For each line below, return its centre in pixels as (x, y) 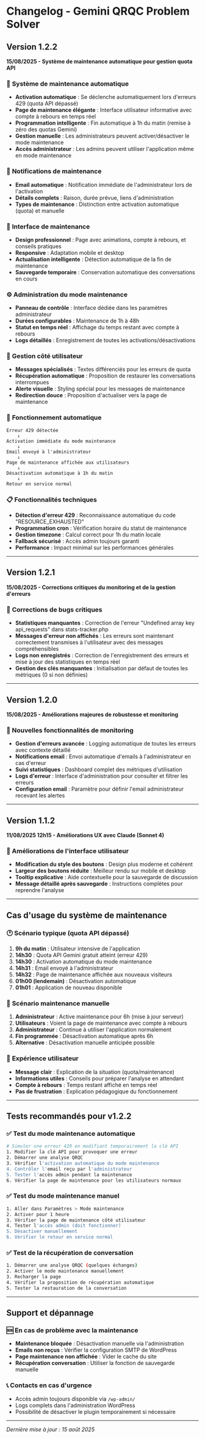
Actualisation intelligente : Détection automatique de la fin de (93, 259)
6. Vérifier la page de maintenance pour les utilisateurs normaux (94, 1181)
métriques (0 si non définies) (52, 675)
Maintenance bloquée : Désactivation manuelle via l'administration (99, 1344)
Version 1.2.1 (31, 573)
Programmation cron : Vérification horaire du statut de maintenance (101, 528)
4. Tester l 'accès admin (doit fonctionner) (64, 1226)
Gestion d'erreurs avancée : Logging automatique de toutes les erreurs (106, 744)
